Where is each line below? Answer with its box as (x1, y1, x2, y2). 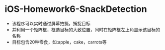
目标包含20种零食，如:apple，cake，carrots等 (11, 39, 107, 45)
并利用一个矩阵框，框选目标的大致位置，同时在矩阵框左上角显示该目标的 (11, 26, 160, 33)
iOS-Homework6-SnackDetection (4, 3, 147, 15)
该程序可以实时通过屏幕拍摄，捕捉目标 (11, 20, 90, 26)
